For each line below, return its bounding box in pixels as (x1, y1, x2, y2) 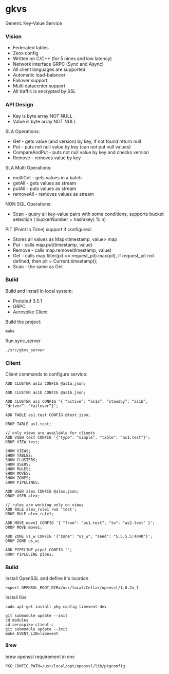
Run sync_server (5, 338, 41, 344)
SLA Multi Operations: (5, 164, 52, 171)
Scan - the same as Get (12, 263, 63, 270)
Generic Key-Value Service (5, 20, 63, 26)
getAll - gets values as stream (12, 180, 76, 186)
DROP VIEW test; (5, 440, 40, 445)
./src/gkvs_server (5, 347, 45, 352)
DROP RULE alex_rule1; (5, 512, 54, 517)
